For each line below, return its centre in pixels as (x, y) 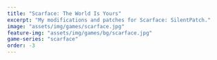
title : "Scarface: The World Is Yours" (64, 13)
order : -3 (21, 46)
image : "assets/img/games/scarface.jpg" (66, 26)
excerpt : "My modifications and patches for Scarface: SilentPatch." (109, 20)
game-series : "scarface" (43, 39)
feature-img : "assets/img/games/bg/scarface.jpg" (80, 33)
